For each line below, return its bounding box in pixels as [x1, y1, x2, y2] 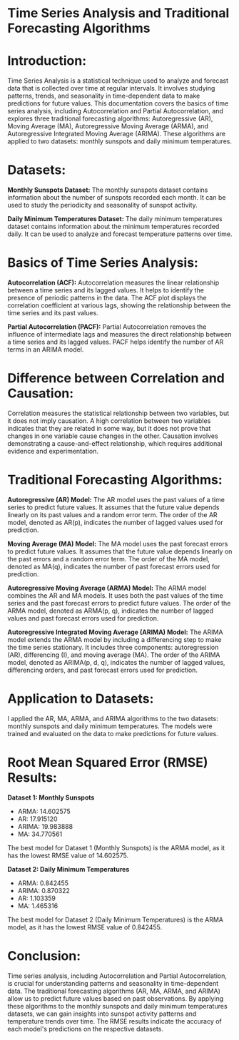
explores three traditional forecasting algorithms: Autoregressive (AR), [7, 114, 213, 123]
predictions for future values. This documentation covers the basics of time [7, 99, 229, 108]
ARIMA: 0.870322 [17, 886, 70, 894]
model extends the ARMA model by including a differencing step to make [7, 635, 222, 643]
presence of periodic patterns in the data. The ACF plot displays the [7, 294, 207, 302]
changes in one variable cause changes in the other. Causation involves [7, 432, 219, 440]
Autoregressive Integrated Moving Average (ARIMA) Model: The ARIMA [7, 628, 223, 636]
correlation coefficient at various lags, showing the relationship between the [7, 301, 231, 310]
